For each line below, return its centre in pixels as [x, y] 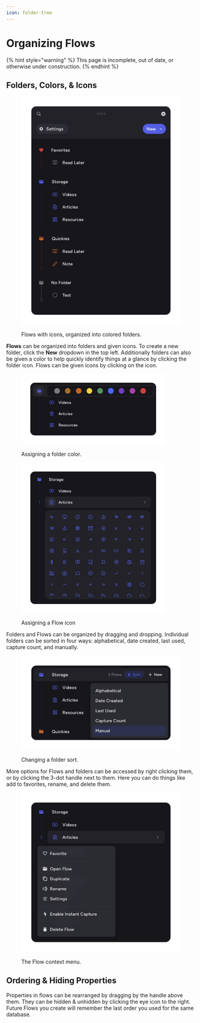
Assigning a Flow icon [48, 623]
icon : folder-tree [29, 13]
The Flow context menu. [51, 962]
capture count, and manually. [42, 647]
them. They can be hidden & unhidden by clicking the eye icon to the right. [98, 1001]
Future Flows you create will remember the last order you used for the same [100, 1008]
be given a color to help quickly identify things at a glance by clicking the [97, 359]
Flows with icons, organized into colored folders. [81, 334]
